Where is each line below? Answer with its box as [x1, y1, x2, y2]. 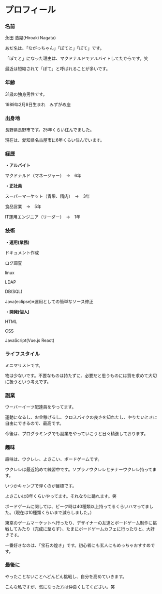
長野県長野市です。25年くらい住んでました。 [5, 127, 94, 133]
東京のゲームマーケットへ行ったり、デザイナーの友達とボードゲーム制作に [5, 520, 153, 526]
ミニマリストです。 [5, 362, 43, 368]
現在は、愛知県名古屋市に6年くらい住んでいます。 [5, 137, 105, 143]
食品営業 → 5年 [5, 204, 42, 209]
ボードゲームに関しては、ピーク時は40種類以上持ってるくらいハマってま [5, 503, 149, 509]
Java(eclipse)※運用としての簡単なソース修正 [5, 298, 94, 304]
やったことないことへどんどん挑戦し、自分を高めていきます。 [5, 574, 127, 579]
